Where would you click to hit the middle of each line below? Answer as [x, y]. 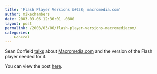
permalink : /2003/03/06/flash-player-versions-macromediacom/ [71, 28]
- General [20, 37]
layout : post [19, 23]
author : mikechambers [28, 14]
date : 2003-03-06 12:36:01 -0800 [40, 19]
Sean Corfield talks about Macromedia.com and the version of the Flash [79, 51]
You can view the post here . [34, 66]
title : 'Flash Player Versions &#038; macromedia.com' [63, 10]
